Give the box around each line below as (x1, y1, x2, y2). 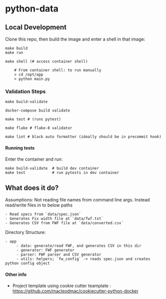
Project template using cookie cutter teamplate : (12, 282, 111, 288)
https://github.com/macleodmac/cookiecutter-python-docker (12, 288, 139, 294)
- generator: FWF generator (16, 248, 75, 253)
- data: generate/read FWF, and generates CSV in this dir (16, 243, 142, 248)
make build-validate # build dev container (5, 165, 99, 170)
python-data (5, 3, 59, 14)
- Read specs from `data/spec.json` (5, 212, 81, 217)
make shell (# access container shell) (5, 59, 88, 64)
